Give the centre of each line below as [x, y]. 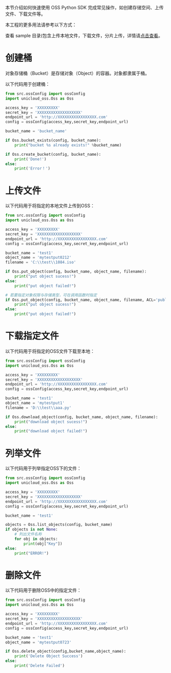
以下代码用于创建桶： [27, 84]
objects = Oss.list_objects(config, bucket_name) [59, 525]
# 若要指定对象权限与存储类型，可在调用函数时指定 [51, 295]
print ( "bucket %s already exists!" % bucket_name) [68, 145]
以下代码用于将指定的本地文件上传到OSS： [50, 206]
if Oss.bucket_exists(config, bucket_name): [53, 140]
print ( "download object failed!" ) [51, 431]
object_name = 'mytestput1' [35, 403]
